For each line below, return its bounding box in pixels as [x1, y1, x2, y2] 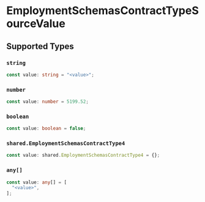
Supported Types [6, 41, 75, 51]
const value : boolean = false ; [6, 125, 86, 132]
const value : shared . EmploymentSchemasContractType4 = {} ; [6, 152, 160, 159]
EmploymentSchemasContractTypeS [6, 4, 199, 18]
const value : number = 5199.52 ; [6, 99, 89, 105]
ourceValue [6, 17, 65, 31]
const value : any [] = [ [6, 179, 67, 185]
